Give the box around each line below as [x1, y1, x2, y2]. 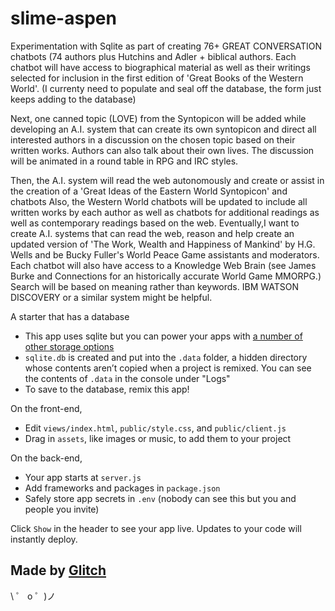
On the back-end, [10, 452, 83, 464]
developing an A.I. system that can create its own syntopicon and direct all [10, 123, 317, 135]
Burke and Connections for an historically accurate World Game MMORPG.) [10, 270, 322, 282]
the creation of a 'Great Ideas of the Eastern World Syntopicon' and [10, 185, 288, 197]
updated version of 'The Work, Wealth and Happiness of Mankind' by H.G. [10, 238, 316, 250]
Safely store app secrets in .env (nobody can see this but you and [24, 492, 297, 504]
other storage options [24, 340, 115, 352]
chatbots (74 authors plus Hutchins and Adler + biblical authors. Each [10, 50, 297, 62]
